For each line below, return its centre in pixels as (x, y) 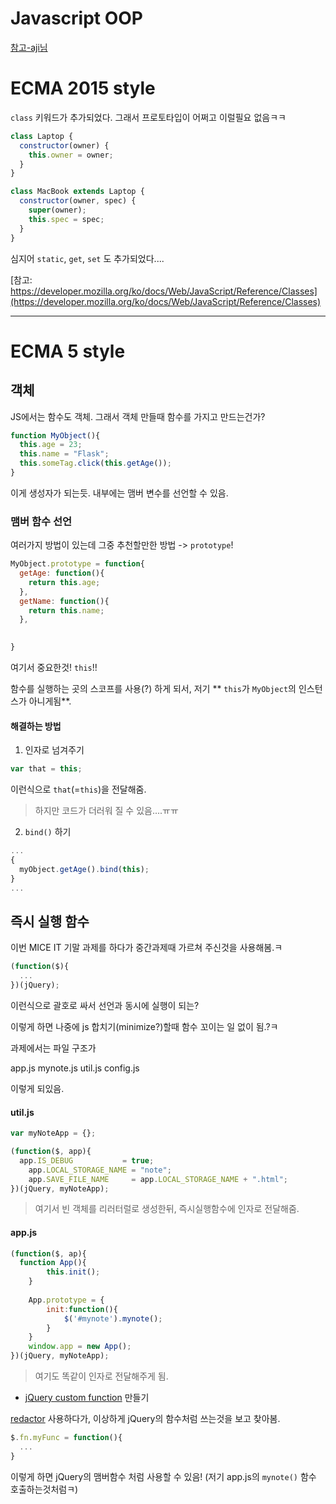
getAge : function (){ (62, 573)
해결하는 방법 (36, 726)
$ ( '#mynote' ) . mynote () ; (113, 1318)
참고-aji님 (29, 47)
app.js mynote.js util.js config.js (75, 1068)
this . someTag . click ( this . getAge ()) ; (95, 463)
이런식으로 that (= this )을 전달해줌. (78, 789)
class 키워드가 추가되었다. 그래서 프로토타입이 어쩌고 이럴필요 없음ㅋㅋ (148, 117)
